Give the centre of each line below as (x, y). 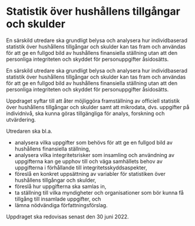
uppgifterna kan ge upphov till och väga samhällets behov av (89, 161)
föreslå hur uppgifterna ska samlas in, (60, 186)
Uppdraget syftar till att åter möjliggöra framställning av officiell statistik (93, 101)
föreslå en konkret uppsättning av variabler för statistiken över (90, 173)
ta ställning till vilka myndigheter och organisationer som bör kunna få (99, 192)
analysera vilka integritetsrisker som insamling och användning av (95, 155)
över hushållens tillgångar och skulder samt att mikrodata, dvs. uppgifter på (98, 107)
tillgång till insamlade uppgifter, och (58, 199)
